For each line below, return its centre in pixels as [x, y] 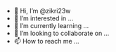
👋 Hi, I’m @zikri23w [42, 11]
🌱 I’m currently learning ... [51, 26]
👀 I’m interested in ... [44, 18]
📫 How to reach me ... [46, 41]
